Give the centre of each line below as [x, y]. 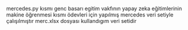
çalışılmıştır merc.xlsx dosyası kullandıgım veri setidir [71, 21]
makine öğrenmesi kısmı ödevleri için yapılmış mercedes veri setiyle [90, 15]
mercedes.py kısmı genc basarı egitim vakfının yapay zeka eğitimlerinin [94, 9]
